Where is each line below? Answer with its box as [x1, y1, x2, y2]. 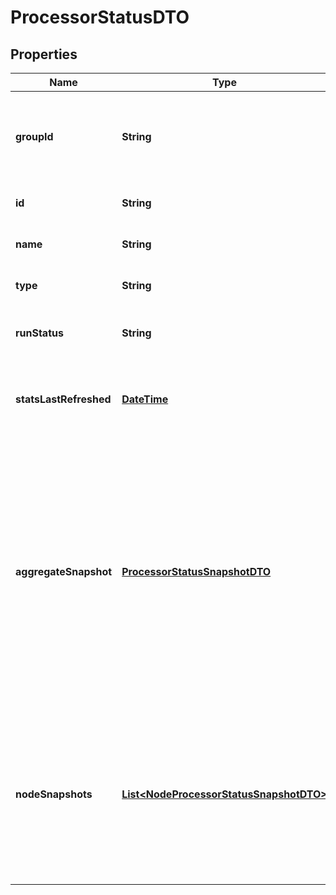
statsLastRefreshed [15, 392, 112, 406]
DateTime [121, 392, 169, 406]
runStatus [15, 326, 64, 340]
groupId [15, 130, 54, 143]
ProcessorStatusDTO [10, 6, 190, 29]
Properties [10, 46, 78, 63]
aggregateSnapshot [15, 565, 113, 578]
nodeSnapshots [15, 787, 93, 801]
